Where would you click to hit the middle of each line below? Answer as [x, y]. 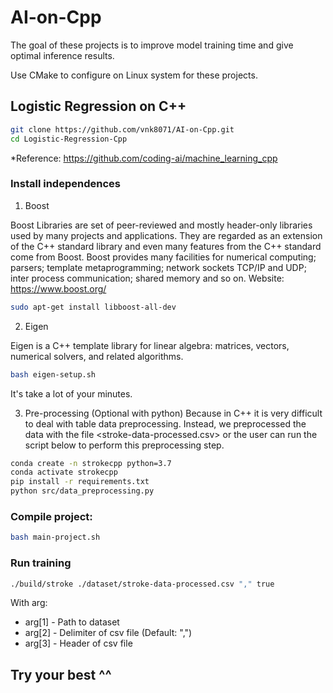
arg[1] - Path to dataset [72, 622]
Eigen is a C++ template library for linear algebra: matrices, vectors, [150, 345]
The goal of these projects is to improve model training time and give [152, 45]
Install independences [65, 184]
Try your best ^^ [61, 674]
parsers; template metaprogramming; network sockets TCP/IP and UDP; [158, 267]
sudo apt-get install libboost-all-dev [93, 307]
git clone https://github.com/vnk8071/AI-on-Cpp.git [122, 129]
